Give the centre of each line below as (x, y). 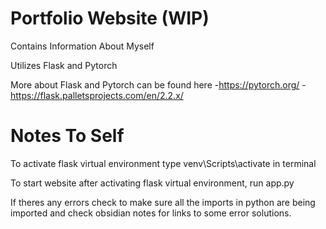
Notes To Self (67, 136)
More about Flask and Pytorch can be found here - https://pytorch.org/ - (158, 84)
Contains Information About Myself (82, 46)
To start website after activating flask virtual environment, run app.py (152, 183)
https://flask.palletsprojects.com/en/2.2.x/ (97, 95)
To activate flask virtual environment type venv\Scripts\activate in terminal (163, 163)
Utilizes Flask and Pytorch (64, 65)
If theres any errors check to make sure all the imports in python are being (163, 202)
